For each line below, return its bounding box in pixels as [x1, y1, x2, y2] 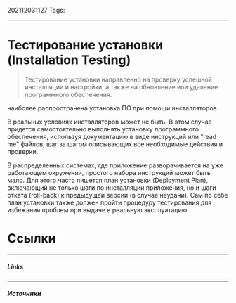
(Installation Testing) [7, 52, 131, 68]
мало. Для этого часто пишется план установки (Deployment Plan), [7, 176, 209, 184]
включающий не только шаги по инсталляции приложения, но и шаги [7, 183, 216, 192]
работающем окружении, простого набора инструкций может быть [7, 168, 211, 176]
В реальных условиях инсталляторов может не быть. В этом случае [7, 117, 212, 126]
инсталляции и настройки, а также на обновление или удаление [24, 82, 218, 91]
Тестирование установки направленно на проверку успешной [24, 75, 213, 84]
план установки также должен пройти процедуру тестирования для [7, 198, 212, 207]
